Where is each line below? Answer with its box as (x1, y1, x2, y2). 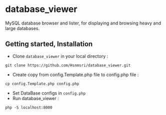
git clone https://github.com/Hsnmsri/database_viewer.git (5, 62, 131, 68)
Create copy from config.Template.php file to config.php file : (12, 71, 139, 77)
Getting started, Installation (5, 40, 93, 48)
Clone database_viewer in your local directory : (12, 53, 108, 59)
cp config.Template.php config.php (5, 81, 79, 86)
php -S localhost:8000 (5, 105, 52, 110)
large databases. (5, 25, 40, 31)
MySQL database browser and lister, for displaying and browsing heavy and (5, 20, 161, 26)
